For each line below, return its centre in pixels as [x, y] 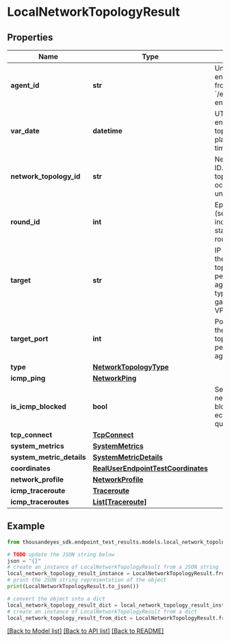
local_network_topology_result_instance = [68, 574]
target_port [29, 339]
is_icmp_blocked [38, 406]
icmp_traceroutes [40, 502]
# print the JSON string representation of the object [87, 580]
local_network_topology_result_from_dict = [70, 618]
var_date [25, 131]
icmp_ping [28, 378]
